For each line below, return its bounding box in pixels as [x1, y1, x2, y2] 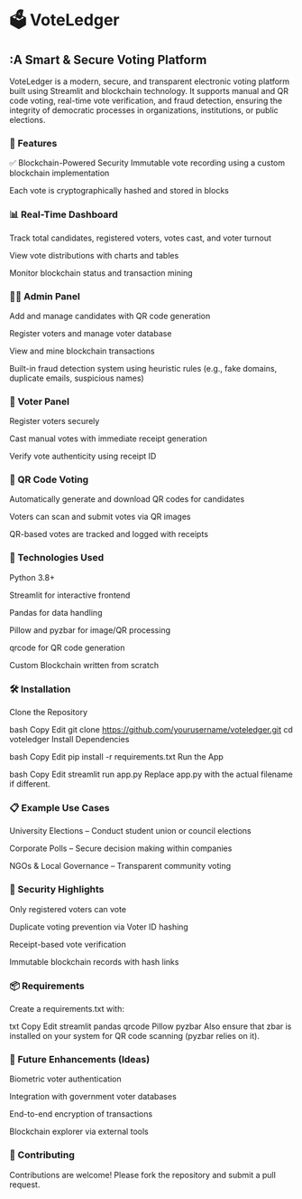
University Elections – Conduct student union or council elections [9, 826, 252, 836]
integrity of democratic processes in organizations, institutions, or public [9, 105, 279, 116]
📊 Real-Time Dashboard [9, 208, 119, 221]
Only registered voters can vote [9, 903, 127, 914]
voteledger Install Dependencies [9, 734, 130, 745]
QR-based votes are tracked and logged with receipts [9, 529, 209, 540]
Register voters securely [9, 416, 100, 427]
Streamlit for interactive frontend [9, 590, 131, 600]
